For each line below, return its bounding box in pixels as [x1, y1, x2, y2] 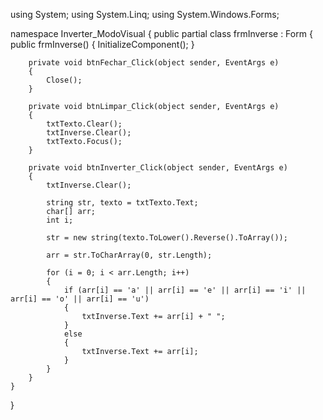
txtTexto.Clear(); [46, 119, 123, 129]
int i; [46, 215, 74, 225]
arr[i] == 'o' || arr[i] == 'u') [10, 294, 150, 304]
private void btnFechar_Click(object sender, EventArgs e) [28, 58, 280, 68]
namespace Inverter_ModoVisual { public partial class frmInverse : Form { [10, 28, 313, 39]
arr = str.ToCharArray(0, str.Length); [46, 250, 213, 260]
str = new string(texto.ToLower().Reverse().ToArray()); [46, 233, 288, 243]
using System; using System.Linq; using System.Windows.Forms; [10, 9, 280, 20]
